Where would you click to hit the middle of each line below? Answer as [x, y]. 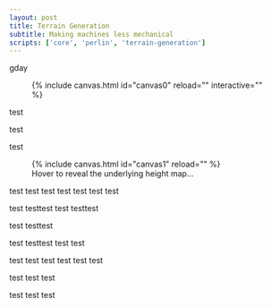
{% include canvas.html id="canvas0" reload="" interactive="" [147, 85]
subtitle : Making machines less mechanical [92, 34]
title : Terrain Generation [59, 26]
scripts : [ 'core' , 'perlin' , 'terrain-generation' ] [107, 43]
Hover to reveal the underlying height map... [113, 174]
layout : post [34, 17]
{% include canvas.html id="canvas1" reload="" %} [126, 164]
